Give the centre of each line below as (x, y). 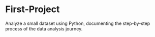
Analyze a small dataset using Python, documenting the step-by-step (78, 23)
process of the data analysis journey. (44, 28)
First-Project (33, 9)
